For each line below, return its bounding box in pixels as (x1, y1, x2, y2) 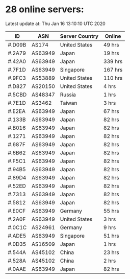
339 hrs (103, 58, 123, 65)
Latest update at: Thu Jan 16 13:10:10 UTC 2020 (5, 20, 106, 27)
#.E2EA (8, 107, 26, 114)
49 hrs (103, 41, 119, 48)
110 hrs (103, 74, 123, 81)
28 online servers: (5, 4, 84, 15)
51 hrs (103, 232, 119, 239)
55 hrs (103, 207, 119, 214)
